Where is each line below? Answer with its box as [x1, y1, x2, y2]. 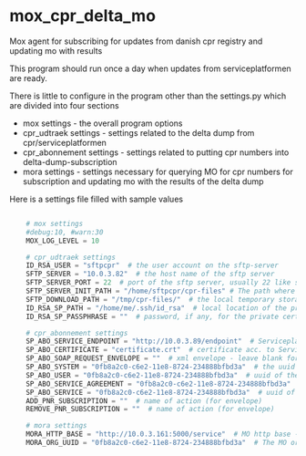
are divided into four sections [9, 99, 120, 110]
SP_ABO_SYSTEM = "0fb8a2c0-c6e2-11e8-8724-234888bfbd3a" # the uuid [25, 362, 296, 372]
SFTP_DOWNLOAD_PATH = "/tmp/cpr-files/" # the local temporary [25, 295, 275, 304]
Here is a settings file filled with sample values [9, 193, 184, 204]
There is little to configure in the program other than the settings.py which [9, 90, 287, 101]
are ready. [9, 72, 48, 83]
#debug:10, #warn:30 [25, 227, 104, 237]
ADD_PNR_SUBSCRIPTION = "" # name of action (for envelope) [25, 396, 262, 406]
